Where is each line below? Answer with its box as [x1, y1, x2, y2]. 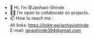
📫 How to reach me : [9, 15, 53, 21]
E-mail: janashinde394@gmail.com [9, 27, 82, 33]
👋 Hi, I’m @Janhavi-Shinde [9, 5, 64, 10]
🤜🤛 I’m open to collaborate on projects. [9, 10, 90, 16]
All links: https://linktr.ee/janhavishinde [9, 22, 89, 28]
